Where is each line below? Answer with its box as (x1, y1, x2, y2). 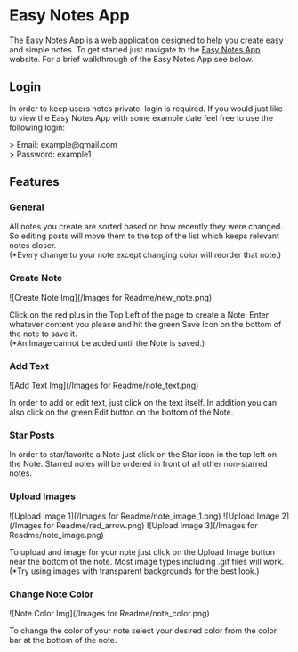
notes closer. (9, 240, 57, 251)
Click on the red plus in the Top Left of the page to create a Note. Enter (9, 309, 270, 320)
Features (9, 174, 60, 189)
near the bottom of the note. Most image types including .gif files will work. (9, 556, 285, 567)
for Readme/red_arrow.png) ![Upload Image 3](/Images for (44, 519, 258, 530)
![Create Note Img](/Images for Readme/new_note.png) (9, 292, 213, 302)
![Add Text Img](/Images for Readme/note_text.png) (9, 380, 199, 391)
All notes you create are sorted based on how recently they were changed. (9, 221, 283, 232)
